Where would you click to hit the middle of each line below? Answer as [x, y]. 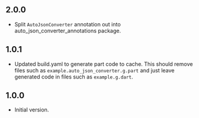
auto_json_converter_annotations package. [68, 31]
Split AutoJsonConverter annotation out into [67, 24]
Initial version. [32, 110]
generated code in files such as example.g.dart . [74, 77]
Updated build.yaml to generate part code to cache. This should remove [103, 64]
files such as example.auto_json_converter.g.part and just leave [94, 70]
